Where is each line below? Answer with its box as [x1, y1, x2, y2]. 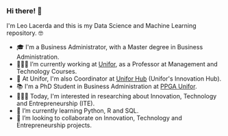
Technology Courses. [16, 68, 77, 76]
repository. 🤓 [6, 29, 44, 37]
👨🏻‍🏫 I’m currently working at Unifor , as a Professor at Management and [16, 60, 218, 68]
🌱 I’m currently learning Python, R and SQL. [16, 107, 139, 115]
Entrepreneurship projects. [16, 121, 92, 129]
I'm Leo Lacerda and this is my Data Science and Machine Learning [6, 22, 197, 30]
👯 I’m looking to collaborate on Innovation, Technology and [16, 114, 182, 122]
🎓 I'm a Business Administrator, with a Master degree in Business [16, 43, 203, 51]
